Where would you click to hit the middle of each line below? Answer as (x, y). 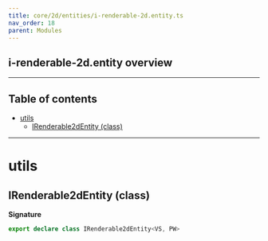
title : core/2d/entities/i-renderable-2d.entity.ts (96, 16)
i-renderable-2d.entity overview (91, 62)
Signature (25, 214)
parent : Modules (35, 30)
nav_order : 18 (32, 23)
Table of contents (53, 99)
